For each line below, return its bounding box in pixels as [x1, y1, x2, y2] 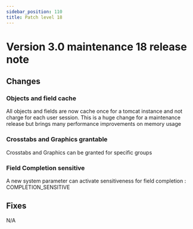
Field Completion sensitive [6, 163, 85, 172]
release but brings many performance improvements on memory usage [6, 120, 182, 128]
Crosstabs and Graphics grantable [6, 135, 108, 144]
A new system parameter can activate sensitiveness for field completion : [6, 177, 186, 184]
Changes [6, 76, 41, 86]
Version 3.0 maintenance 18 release [6, 40, 188, 54]
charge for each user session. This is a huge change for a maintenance [6, 114, 181, 121]
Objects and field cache [6, 94, 76, 102]
